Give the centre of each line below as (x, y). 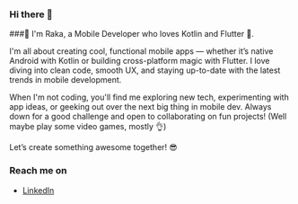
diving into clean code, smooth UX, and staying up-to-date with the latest (145, 70)
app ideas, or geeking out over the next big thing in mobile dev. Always (140, 107)
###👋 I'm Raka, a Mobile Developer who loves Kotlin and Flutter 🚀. (131, 34)
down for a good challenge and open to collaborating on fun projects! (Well (148, 117)
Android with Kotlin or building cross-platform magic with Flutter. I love (140, 61)
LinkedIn (38, 190)
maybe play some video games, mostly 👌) (88, 127)
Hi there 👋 (31, 14)
